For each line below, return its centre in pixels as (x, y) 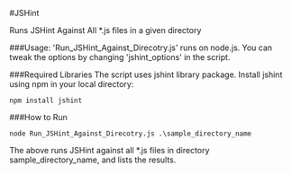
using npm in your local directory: (72, 84)
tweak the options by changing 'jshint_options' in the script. (120, 57)
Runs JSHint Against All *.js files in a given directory (105, 30)
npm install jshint (46, 100)
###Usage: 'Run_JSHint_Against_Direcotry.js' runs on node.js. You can (141, 48)
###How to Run (38, 117)
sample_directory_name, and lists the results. (93, 160)
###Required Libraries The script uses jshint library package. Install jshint (146, 74)
